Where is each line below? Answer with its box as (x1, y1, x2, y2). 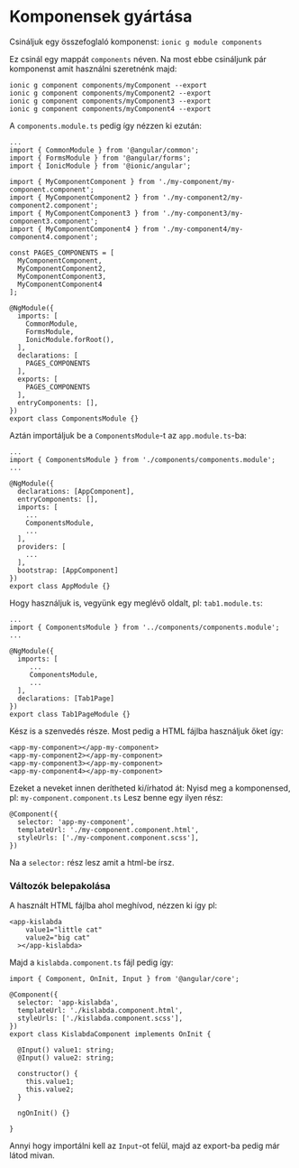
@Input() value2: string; (17, 1053, 115, 1062)
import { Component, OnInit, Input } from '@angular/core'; (9, 975, 240, 984)
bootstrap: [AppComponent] (17, 566, 119, 575)
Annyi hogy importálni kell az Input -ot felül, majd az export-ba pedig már (9, 1140, 281, 1152)
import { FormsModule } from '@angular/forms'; (9, 153, 192, 162)
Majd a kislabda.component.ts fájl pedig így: (9, 957, 174, 968)
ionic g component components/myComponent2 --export (9, 88, 212, 97)
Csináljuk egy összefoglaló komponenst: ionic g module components (9, 36, 263, 47)
